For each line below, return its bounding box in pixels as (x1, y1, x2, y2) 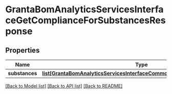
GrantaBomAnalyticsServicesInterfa (5, 4, 164, 15)
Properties (5, 46, 40, 54)
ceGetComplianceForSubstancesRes (5, 14, 166, 26)
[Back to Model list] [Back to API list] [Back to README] (5, 83, 123, 89)
